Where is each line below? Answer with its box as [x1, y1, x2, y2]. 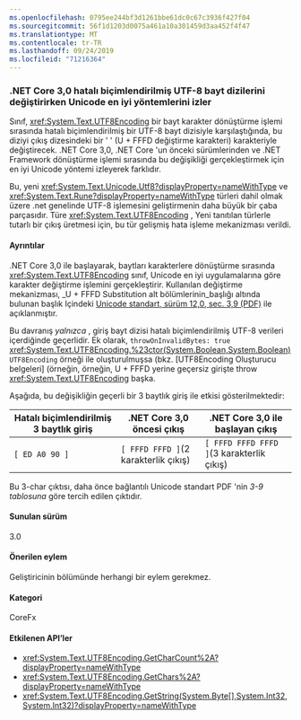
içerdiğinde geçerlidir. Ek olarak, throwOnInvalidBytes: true [9, 334, 231, 346]
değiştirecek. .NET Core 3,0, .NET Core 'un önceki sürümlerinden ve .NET [9, 145, 281, 155]
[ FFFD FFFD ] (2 [120, 442, 191, 454]
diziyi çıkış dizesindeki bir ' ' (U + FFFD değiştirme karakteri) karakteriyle [9, 136, 278, 146]
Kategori [9, 592, 43, 602]
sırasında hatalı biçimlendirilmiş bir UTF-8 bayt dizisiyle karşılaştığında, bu [9, 126, 283, 136]
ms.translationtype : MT [9, 30, 99, 39]
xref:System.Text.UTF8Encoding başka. [9, 373, 156, 383]
